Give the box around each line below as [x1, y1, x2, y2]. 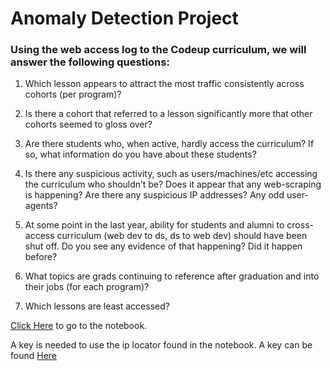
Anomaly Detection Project [10, 7, 239, 30]
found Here [10, 350, 58, 362]
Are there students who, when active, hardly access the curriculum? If [24, 138, 315, 150]
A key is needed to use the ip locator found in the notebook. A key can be [10, 339, 313, 351]
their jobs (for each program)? [24, 281, 150, 293]
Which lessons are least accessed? [24, 300, 170, 312]
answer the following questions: [10, 55, 170, 69]
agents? [24, 200, 58, 212]
